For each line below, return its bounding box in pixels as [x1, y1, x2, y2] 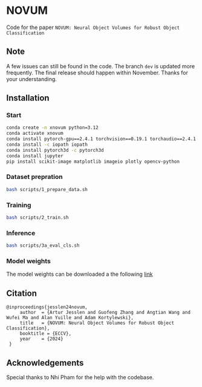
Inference [6, 229, 36, 237]
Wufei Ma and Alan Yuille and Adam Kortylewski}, [6, 315, 134, 321]
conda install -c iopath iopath [6, 141, 88, 148]
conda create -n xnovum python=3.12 [6, 125, 99, 131]
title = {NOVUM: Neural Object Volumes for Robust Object [19, 320, 174, 327]
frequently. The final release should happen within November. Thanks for [6, 69, 189, 76]
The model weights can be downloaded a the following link [6, 270, 153, 278]
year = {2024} [19, 336, 64, 342]
